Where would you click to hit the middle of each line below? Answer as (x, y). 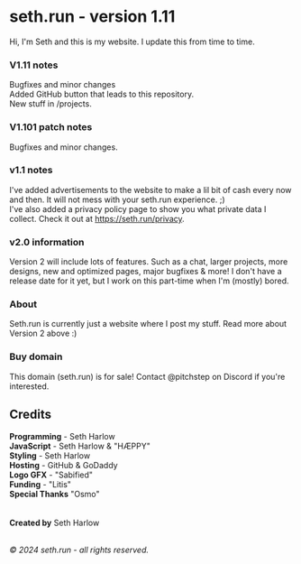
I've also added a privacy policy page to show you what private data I (138, 208)
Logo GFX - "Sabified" (51, 475)
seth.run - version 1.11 (92, 17)
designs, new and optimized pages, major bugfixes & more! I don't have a (146, 272)
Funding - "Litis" (41, 484)
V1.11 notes (34, 65)
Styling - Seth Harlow (50, 455)
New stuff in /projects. (50, 104)
